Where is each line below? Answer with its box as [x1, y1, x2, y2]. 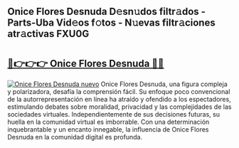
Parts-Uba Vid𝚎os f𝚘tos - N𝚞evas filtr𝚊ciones [7, 17, 216, 29]
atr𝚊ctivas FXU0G [7, 28, 90, 40]
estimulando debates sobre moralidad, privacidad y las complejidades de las [7, 102, 232, 111]
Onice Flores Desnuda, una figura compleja [100, 80, 228, 88]
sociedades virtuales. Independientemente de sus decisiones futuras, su [7, 110, 221, 118]
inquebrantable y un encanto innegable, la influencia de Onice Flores [7, 125, 209, 134]
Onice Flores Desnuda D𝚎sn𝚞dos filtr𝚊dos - [7, 6, 206, 18]
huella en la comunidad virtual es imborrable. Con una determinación [7, 117, 210, 126]
